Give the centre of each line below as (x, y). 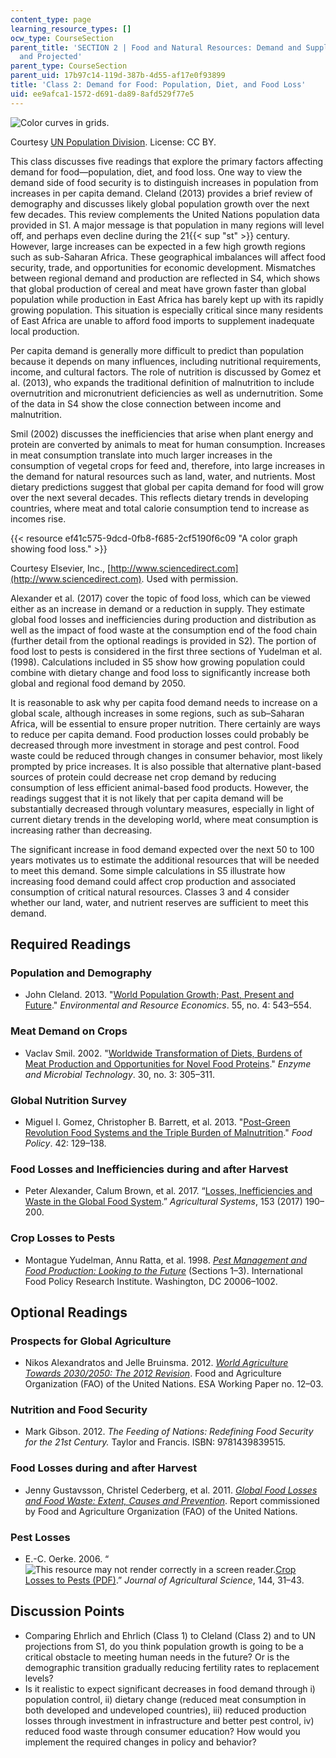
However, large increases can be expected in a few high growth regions (158, 246)
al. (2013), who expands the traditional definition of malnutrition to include (162, 382)
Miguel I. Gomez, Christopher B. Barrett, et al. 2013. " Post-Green (157, 1122)
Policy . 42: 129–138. (65, 1143)
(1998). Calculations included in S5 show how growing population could (157, 662)
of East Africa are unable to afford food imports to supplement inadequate (162, 320)
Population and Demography (81, 973)
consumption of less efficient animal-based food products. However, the (159, 787)
